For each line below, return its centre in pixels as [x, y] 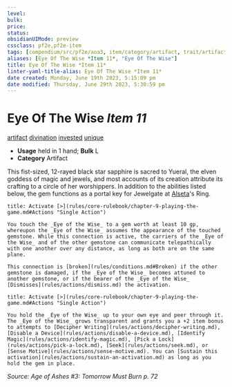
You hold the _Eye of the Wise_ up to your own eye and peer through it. [116, 315]
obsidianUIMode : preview [43, 39]
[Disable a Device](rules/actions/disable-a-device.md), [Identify [106, 333]
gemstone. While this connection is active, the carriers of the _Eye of [116, 237]
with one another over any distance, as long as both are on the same [111, 249]
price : [17, 26]
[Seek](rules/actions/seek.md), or [157, 346]
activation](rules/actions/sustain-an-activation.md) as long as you [109, 358]
